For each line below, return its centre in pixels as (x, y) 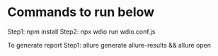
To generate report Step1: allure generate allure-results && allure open (109, 45)
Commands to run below (81, 12)
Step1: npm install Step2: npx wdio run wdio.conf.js (81, 31)
